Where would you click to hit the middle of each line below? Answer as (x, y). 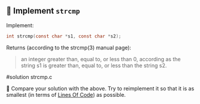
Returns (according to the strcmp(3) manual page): (69, 48)
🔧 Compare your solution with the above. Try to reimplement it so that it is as (100, 88)
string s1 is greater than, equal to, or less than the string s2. (94, 65)
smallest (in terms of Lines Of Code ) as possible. (66, 94)
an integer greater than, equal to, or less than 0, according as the (101, 59)
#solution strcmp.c (29, 77)
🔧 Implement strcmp (43, 11)
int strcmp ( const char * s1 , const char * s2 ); (64, 36)
